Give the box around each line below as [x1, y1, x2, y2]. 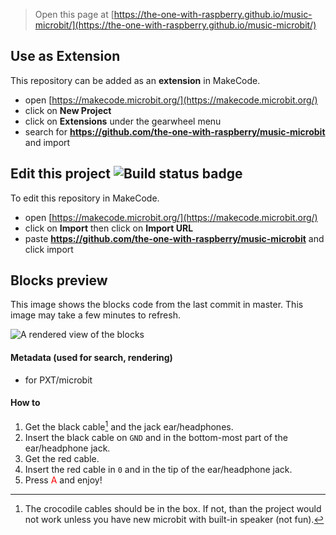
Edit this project [10, 165, 111, 183]
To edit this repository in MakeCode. [10, 192, 160, 204]
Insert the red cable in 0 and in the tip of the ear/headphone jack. [24, 463, 293, 475]
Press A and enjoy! [24, 474, 103, 486]
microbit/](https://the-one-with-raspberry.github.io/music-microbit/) [34, 19, 317, 31]
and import [24, 136, 71, 148]
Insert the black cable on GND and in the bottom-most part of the [24, 431, 288, 443]
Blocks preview [10, 272, 108, 289]
